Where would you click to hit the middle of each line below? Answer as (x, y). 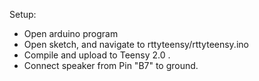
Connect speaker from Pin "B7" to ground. (111, 65)
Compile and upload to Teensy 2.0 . (97, 55)
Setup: (23, 14)
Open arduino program (71, 33)
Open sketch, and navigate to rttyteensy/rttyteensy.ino (136, 44)
